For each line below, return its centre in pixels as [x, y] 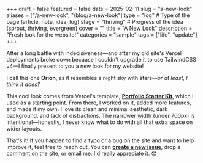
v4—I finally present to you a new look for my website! [75, 66]
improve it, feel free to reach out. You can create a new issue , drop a [94, 147]
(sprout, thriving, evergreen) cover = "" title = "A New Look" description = [99, 28]
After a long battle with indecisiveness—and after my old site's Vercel [94, 53]
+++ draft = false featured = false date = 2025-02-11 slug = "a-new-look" [99, 9]
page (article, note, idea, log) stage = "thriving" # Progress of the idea [95, 22]
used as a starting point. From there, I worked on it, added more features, [99, 103]
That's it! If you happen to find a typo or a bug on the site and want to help [100, 140]
